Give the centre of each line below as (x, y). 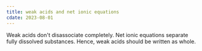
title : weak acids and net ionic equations (63, 12)
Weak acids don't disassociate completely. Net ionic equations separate (97, 35)
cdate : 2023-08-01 (30, 18)
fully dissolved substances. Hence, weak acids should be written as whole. (101, 41)
